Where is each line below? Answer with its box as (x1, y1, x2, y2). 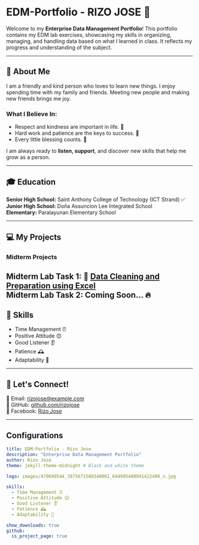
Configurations (6, 430, 63, 441)
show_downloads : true (6, 522, 60, 528)
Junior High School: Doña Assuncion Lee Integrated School (6, 202, 153, 209)
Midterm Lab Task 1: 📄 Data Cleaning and (6, 271, 160, 281)
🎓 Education (6, 177, 56, 187)
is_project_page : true (11, 533, 68, 539)
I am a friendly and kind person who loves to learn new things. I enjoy (6, 82, 176, 90)
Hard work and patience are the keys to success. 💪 (14, 130, 139, 137)
